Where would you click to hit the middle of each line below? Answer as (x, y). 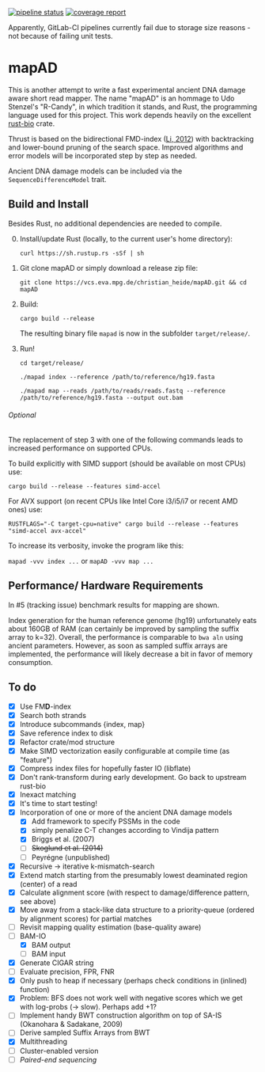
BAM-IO (33, 936)
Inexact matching (48, 795)
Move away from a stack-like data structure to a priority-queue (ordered (137, 910)
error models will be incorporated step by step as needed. (103, 155)
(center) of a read (48, 884)
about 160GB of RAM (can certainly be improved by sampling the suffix (124, 629)
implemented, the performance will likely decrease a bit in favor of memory (131, 654)
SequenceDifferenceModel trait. (57, 179)
